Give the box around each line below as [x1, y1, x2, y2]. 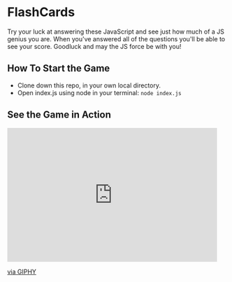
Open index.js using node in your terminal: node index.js [17, 88, 182, 97]
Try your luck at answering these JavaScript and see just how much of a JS [7, 27, 225, 36]
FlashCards [7, 4, 75, 20]
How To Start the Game [7, 62, 110, 74]
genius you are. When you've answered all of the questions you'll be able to [7, 34, 226, 43]
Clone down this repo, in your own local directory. [17, 81, 161, 90]
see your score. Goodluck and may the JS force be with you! [7, 42, 182, 50]
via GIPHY [7, 267, 37, 276]
